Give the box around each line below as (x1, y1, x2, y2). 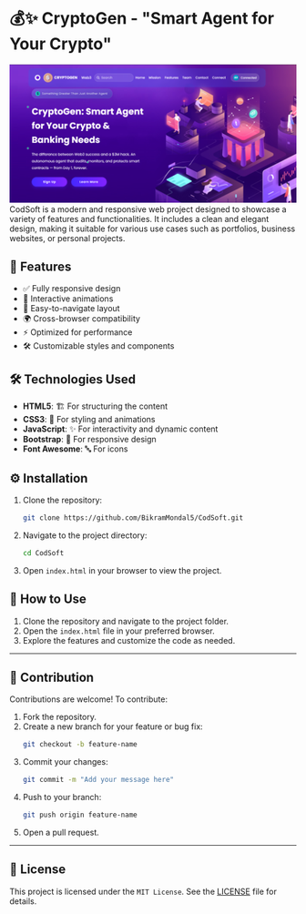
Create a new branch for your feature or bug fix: (22, 721, 203, 732)
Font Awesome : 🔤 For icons (22, 443, 128, 454)
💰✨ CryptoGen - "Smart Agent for (9, 8, 275, 29)
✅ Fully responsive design (22, 283, 121, 294)
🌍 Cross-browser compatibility (22, 313, 141, 324)
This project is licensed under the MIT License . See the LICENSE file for (9, 886, 278, 897)
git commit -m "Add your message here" (22, 776, 175, 785)
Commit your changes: (22, 757, 108, 767)
